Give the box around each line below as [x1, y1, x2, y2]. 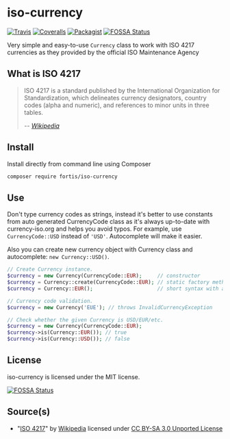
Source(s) [7, 406, 51, 418]
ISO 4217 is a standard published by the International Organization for [23, 86, 220, 94]
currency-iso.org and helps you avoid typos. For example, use [7, 225, 182, 233]
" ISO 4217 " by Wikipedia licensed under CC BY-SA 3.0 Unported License [16, 424, 223, 432]
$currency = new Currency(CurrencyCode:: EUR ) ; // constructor [7, 273, 201, 280]
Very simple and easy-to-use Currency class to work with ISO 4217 [7, 41, 195, 49]
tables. [23, 108, 43, 116]
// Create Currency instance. [7, 266, 94, 273]
